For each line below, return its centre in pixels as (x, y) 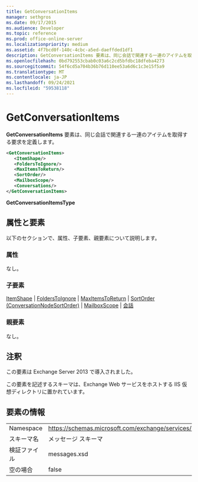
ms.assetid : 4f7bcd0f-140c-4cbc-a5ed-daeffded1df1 (70, 50)
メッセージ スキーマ (75, 439)
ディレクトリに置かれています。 (49, 392)
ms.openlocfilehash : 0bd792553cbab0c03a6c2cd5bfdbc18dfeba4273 (85, 61)
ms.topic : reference (32, 34)
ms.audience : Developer (35, 28)
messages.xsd (68, 454)
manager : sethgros (29, 17)
